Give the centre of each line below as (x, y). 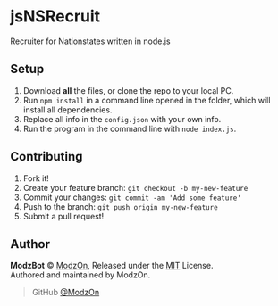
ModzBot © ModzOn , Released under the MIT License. (112, 266)
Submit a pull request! (63, 216)
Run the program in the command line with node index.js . (130, 128)
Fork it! (36, 178)
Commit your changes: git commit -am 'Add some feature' (132, 197)
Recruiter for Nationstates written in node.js (90, 41)
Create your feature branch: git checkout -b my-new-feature (135, 187)
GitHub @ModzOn (66, 293)
